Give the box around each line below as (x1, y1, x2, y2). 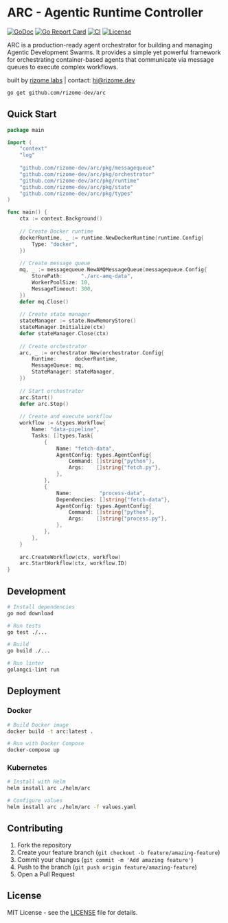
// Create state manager (19, 311, 91, 318)
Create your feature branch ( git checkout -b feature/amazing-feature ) (16, 848, 220, 856)
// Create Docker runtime (19, 228, 94, 235)
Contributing (7, 823, 63, 834)
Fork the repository (16, 841, 72, 849)
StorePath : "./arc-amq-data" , (32, 273, 134, 280)
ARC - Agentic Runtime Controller (7, 5, 204, 21)
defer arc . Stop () (19, 400, 69, 407)
